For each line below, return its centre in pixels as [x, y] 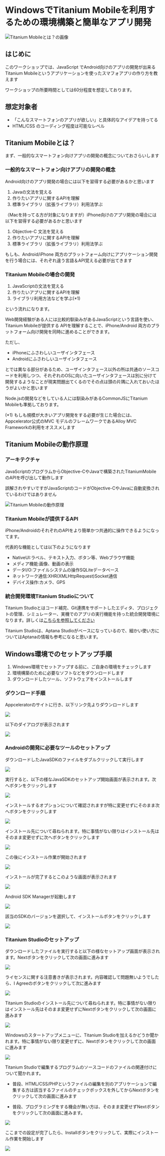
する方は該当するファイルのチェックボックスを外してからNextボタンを [88, 1090]
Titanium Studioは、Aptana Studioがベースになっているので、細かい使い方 [80, 631]
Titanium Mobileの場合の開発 [40, 274]
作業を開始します [27, 1139]
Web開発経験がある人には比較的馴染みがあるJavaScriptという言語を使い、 [81, 319]
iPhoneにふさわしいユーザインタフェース [54, 352]
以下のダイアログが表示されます [37, 725]
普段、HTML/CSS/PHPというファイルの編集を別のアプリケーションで [82, 1083]
